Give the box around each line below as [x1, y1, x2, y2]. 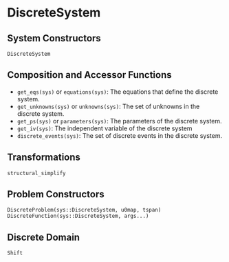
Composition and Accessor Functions [7, 69, 172, 81]
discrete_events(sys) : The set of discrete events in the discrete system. [17, 131, 222, 139]
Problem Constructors [7, 188, 105, 201]
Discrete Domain [7, 231, 80, 243]
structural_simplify [7, 170, 67, 177]
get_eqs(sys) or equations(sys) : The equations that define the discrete [17, 88, 219, 96]
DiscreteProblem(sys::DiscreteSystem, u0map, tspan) [7, 207, 162, 214]
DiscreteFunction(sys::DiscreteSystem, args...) [7, 212, 149, 220]
